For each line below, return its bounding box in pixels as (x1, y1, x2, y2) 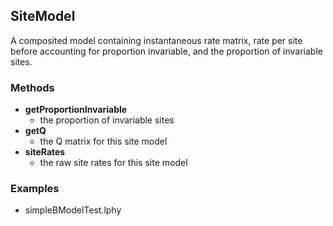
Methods (10, 80, 55, 94)
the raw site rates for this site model (39, 157, 188, 169)
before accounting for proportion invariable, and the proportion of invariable (10, 45, 323, 57)
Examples (10, 182, 60, 196)
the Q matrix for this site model (39, 135, 168, 148)
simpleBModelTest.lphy (24, 204, 122, 216)
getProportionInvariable (24, 104, 128, 116)
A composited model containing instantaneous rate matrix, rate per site (10, 34, 303, 46)
